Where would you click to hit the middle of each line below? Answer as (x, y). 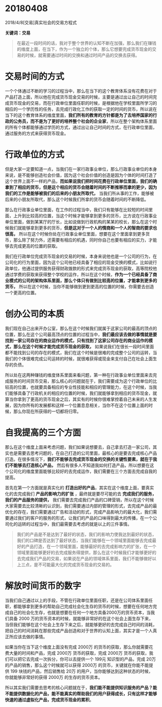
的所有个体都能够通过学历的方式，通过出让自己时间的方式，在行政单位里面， (81, 127)
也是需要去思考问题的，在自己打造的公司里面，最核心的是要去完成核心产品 (83, 453)
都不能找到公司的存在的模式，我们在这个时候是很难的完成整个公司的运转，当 (81, 352)
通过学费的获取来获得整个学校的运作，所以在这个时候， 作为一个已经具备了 (79, 274)
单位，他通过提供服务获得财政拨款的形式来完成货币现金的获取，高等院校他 (83, 268)
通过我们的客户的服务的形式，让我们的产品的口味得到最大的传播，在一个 (81, 518)
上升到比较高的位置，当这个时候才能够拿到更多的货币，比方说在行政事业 (85, 216)
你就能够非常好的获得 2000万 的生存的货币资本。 (54, 677)
